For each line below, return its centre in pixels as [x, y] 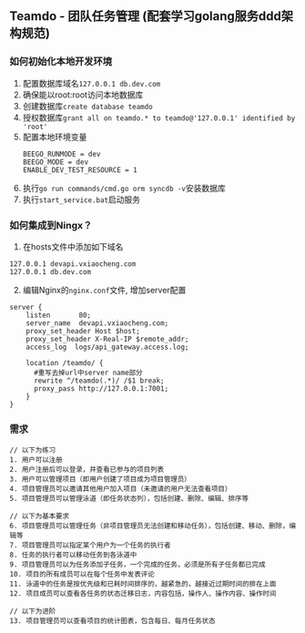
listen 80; [59, 315]
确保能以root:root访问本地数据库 [83, 95]
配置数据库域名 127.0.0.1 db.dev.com [91, 83]
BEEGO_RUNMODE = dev [61, 154]
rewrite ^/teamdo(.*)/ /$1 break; [99, 381]
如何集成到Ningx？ [51, 225]
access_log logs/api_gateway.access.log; [107, 347]
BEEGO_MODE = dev [56, 162]
